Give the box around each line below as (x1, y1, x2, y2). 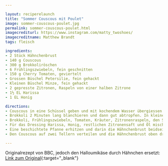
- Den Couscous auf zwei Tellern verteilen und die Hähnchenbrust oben (5, 132, 157, 137)
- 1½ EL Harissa (5, 90, 39, 95)
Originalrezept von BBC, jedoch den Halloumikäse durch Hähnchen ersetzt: (5, 150, 160, 156)
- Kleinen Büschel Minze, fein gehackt (5, 81, 88, 86)
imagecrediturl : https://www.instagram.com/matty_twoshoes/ (5, 30, 133, 35)
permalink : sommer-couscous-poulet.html (5, 25, 91, 30)
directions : (5, 104, 30, 109)
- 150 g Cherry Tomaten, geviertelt (5, 72, 81, 77)
